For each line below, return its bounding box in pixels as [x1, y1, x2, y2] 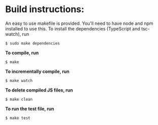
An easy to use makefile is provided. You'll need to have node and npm [5, 20, 153, 26]
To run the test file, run [5, 105, 55, 112]
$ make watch [5, 78, 33, 83]
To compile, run [5, 50, 39, 56]
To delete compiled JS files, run [5, 87, 73, 93]
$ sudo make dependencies [5, 40, 60, 46]
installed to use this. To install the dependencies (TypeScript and [5, 25, 140, 31]
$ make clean [5, 97, 33, 102]
